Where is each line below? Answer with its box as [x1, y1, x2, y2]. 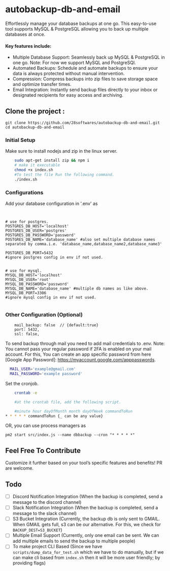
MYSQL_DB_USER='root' [5, 277, 51, 282]
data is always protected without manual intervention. [12, 70, 125, 77]
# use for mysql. [5, 268, 42, 273]
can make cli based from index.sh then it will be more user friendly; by [12, 555, 160, 561]
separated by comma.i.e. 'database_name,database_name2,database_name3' [5, 241, 162, 246]
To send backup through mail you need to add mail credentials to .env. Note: [5, 340, 165, 347]
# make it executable [14, 163, 60, 168]
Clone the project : [5, 107, 65, 116]
